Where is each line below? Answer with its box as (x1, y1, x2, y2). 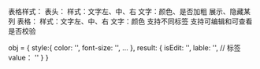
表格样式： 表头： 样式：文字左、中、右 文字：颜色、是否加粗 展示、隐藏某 (8, 7, 251, 16)
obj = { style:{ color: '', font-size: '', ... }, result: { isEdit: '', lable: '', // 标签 (8, 43, 241, 53)
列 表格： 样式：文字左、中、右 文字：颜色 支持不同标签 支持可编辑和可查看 (8, 16, 253, 26)
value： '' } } (8, 53, 49, 62)
